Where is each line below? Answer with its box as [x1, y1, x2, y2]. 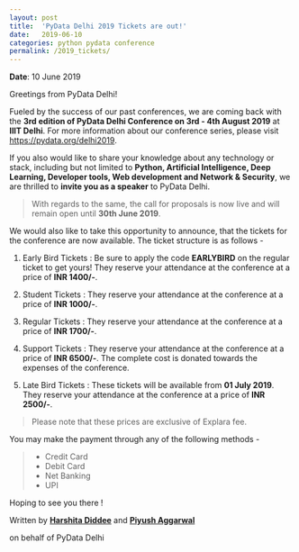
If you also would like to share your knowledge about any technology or [9, 152, 275, 163]
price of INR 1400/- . [22, 272, 98, 283]
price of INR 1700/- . [22, 326, 97, 337]
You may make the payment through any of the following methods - [9, 434, 260, 445]
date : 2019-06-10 [9, 30, 83, 39]
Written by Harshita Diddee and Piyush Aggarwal [9, 515, 195, 526]
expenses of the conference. [22, 362, 130, 374]
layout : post [9, 13, 59, 23]
